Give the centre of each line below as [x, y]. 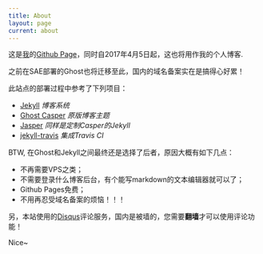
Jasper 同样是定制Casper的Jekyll [75, 126]
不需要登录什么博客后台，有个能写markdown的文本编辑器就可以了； [132, 179]
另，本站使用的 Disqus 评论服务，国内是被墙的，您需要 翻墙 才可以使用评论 [128, 216]
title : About [30, 16]
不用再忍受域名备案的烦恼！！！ [72, 200]
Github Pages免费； [53, 190]
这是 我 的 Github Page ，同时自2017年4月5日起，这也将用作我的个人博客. [126, 54]
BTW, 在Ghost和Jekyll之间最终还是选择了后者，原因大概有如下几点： [121, 152]
